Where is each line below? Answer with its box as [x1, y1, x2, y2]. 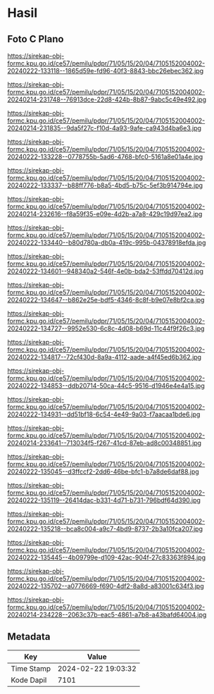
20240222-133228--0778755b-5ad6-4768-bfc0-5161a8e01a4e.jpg [7, 153, 203, 161]
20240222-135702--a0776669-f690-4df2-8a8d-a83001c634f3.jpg [7, 582, 204, 590]
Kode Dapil [11, 675, 47, 685]
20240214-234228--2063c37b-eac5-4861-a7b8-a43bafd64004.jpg [7, 611, 207, 619]
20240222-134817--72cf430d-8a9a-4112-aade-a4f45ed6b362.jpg [7, 353, 202, 361]
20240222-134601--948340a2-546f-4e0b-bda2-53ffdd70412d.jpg [7, 267, 204, 275]
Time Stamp [11, 664, 51, 674]
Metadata [7, 631, 51, 643]
